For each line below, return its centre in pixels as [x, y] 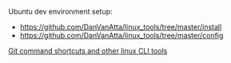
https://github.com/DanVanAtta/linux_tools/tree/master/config [121, 35]
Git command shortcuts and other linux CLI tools [88, 51]
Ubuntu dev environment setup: [61, 12]
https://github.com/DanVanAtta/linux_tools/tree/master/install [121, 27]
